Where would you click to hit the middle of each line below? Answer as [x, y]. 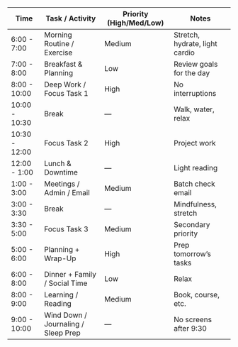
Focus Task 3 [66, 229]
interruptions [195, 93]
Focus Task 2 [66, 143]
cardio [184, 53]
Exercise [58, 53]
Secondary [192, 225]
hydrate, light [195, 44]
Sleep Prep [62, 333]
